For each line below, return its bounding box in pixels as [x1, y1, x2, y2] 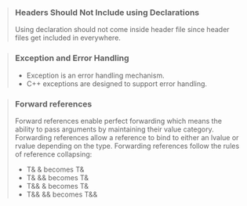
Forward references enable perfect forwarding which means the [14, 116, 223, 125]
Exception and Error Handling [14, 52, 130, 63]
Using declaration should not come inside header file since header [14, 25, 230, 34]
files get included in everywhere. [14, 33, 121, 42]
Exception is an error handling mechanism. [26, 70, 165, 80]
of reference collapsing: [14, 149, 93, 159]
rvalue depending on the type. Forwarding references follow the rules [14, 141, 240, 150]
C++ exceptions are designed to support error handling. [26, 78, 208, 89]
